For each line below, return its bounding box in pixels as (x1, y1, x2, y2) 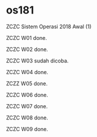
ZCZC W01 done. (6, 34, 47, 41)
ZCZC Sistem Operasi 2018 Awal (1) (6, 23, 92, 30)
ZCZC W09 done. (6, 125, 48, 132)
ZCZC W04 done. (6, 68, 49, 75)
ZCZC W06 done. (6, 91, 48, 98)
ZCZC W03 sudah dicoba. (6, 57, 69, 64)
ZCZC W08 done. (6, 114, 48, 121)
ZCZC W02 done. (6, 45, 48, 53)
